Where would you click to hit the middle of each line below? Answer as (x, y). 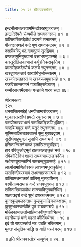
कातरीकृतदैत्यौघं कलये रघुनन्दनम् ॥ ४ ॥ (37, 67)
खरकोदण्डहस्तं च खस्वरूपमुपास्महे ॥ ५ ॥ (38, 79)
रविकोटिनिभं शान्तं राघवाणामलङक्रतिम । (37, 156)
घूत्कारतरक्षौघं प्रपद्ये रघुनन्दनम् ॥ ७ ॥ (34, 117)
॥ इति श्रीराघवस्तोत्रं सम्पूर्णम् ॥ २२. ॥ (35, 239)
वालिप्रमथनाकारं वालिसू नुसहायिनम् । (34, 178)
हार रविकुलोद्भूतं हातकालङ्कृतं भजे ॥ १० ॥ (40, 150)
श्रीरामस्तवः (13, 100)
